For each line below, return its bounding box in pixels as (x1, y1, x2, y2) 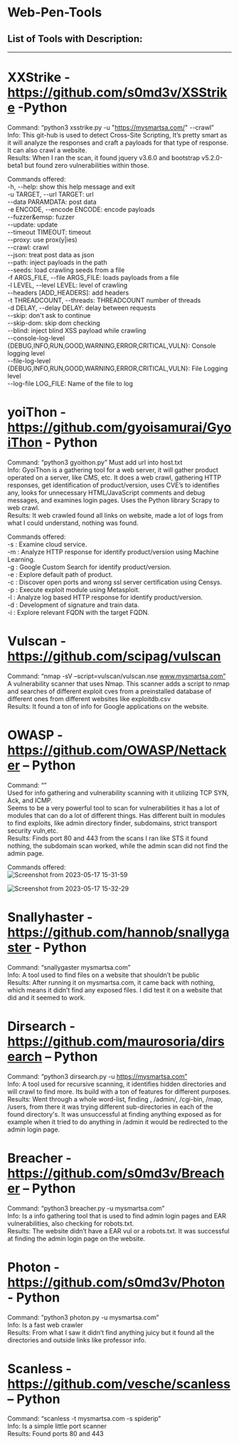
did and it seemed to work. (7, 993, 86, 1002)
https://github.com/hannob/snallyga (7, 924, 230, 941)
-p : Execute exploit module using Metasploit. (7, 585, 140, 594)
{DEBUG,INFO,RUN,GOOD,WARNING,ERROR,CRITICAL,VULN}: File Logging (7, 364, 228, 373)
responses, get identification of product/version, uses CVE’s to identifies (7, 480, 220, 489)
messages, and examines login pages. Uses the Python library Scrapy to (7, 496, 220, 504)
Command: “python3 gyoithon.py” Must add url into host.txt (7, 457, 183, 467)
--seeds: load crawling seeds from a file (7, 265, 125, 274)
